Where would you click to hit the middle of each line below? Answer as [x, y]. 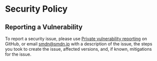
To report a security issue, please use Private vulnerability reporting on [76, 39]
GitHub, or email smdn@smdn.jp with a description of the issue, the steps [79, 44]
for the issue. [18, 54]
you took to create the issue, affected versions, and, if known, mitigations [78, 49]
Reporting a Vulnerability [44, 27]
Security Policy [36, 9]
